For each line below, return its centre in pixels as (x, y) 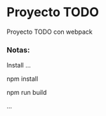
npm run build (27, 93)
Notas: (18, 50)
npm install (22, 79)
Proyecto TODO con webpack (49, 32)
